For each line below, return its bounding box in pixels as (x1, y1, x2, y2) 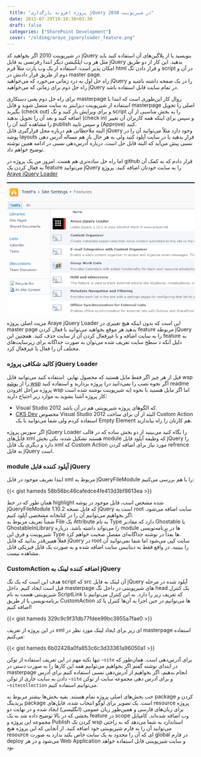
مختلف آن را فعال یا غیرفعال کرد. (7, 345, 81, 352)
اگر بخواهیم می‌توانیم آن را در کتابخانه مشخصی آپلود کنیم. (7, 512, 134, 519)
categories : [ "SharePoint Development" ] (9, 29, 112, 35)
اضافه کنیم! (7, 604, 32, 611)
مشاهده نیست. (7, 550, 41, 557)
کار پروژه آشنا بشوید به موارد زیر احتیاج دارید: (7, 392, 107, 399)
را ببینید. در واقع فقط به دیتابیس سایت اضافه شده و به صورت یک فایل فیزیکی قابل (7, 543, 189, 550)
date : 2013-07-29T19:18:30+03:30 (9, 16, 93, 22)
